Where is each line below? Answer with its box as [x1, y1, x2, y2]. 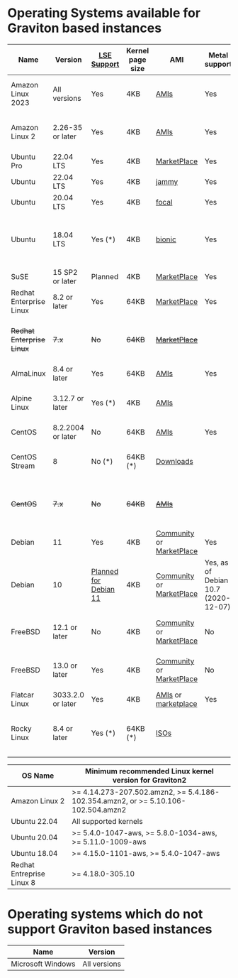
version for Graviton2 [112, 775, 186, 785]
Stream [11, 460, 35, 470]
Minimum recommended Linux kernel [84, 766, 214, 776]
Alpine [11, 393, 33, 403]
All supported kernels [72, 816, 143, 826]
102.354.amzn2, [72, 795, 129, 805]
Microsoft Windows [11, 959, 76, 969]
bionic [155, 234, 177, 244]
